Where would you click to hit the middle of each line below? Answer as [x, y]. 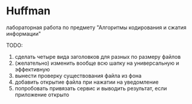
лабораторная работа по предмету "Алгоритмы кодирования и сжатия [96, 27]
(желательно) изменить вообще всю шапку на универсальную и [97, 63]
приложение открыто [42, 94]
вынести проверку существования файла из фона [78, 75]
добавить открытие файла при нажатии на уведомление [86, 82]
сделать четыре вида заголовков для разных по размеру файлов [98, 56]
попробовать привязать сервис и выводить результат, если [91, 88]
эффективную [32, 69]
